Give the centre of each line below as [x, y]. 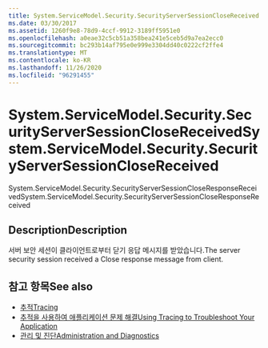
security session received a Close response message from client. [116, 259]
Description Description [68, 230]
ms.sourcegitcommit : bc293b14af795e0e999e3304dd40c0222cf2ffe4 [116, 46]
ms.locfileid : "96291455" [51, 75]
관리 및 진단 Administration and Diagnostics [90, 336]
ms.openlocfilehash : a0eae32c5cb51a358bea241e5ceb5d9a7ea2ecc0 [116, 38]
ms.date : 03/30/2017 [43, 23]
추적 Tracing [39, 307]
